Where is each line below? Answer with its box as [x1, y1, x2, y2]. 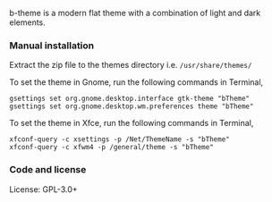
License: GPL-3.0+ [9, 183, 78, 195]
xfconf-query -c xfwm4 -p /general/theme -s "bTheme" [9, 143, 215, 152]
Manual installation [9, 39, 95, 52]
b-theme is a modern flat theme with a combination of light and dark [9, 8, 261, 18]
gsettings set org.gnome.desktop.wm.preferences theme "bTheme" [9, 102, 254, 111]
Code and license [9, 164, 87, 176]
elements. [9, 17, 47, 28]
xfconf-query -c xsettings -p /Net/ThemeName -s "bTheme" [9, 135, 230, 144]
